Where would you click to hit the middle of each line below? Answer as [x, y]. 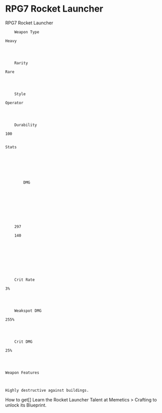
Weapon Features [22, 373]
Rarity [21, 63]
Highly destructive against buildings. [47, 390]
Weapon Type [27, 32]
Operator [14, 103]
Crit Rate [25, 280]
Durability [26, 125]
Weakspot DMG [28, 311]
